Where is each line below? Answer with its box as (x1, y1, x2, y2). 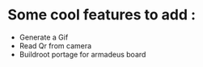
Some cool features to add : (7, 6, 196, 24)
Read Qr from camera (19, 40, 92, 50)
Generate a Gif (19, 32, 69, 42)
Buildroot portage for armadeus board (19, 49, 146, 59)
